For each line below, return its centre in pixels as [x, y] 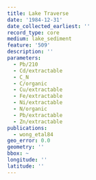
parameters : [24, 58]
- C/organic [31, 83]
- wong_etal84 [33, 134]
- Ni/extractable [38, 103]
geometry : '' [26, 147]
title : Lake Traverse [38, 13]
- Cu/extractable [38, 90]
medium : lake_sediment [39, 39]
